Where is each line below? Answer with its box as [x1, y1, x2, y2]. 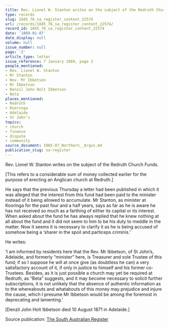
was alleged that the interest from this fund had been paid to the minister [5, 192, 156, 198]
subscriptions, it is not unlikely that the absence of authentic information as [5, 280, 161, 287]
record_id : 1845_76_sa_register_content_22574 [5, 26, 105, 31]
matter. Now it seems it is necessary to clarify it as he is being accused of [5, 223, 158, 229]
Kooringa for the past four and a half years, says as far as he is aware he [5, 202, 156, 208]
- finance [5, 129, 26, 134]
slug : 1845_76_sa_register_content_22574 [5, 17, 94, 22]
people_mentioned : [5, 63, 44, 68]
